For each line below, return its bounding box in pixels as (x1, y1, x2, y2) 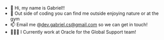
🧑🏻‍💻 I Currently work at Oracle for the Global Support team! (10, 29, 136, 35)
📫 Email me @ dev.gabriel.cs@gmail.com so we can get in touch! (10, 22, 148, 28)
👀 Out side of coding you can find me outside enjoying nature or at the (10, 10, 159, 16)
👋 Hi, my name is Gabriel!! (10, 5, 65, 11)
